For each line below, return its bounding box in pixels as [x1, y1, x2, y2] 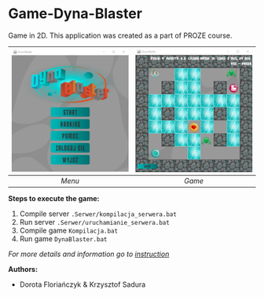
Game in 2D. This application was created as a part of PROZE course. [8, 31, 233, 40]
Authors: [8, 264, 38, 273]
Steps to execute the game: [8, 193, 100, 203]
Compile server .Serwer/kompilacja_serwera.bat [19, 209, 177, 218]
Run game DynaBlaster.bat [19, 233, 108, 244]
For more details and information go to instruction [8, 249, 170, 258]
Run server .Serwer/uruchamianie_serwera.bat [19, 217, 170, 226]
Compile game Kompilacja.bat [19, 225, 119, 235]
